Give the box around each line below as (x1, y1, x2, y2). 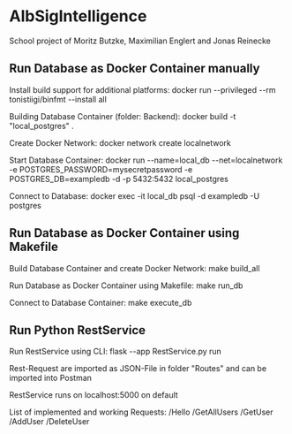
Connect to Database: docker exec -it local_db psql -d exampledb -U (9, 190, 260, 201)
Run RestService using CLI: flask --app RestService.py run (9, 346, 222, 357)
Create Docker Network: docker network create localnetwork (9, 137, 231, 148)
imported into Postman (9, 373, 93, 384)
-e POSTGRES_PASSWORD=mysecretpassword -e (9, 164, 193, 174)
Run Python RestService (9, 323, 146, 338)
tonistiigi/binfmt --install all (9, 94, 108, 104)
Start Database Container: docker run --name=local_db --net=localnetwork (9, 155, 283, 165)
